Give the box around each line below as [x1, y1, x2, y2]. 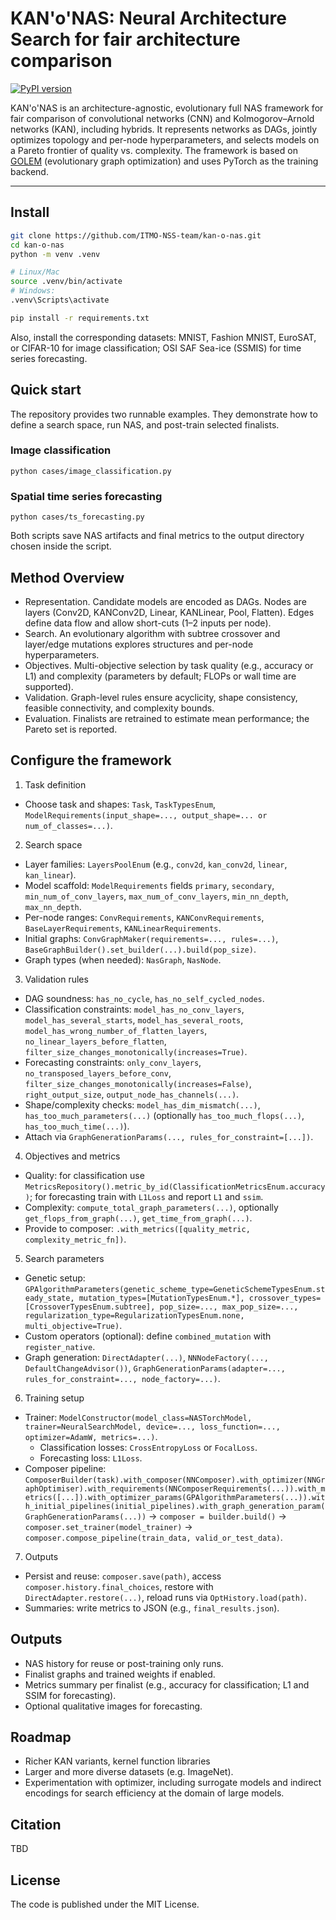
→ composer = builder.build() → [148, 1510, 287, 1522]
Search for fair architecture [10, 28, 241, 51]
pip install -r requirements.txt [10, 313, 150, 323]
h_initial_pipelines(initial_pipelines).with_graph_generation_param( [24, 1501, 326, 1511]
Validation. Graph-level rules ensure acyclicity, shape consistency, [24, 691, 298, 703]
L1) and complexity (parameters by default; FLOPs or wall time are [24, 670, 297, 682]
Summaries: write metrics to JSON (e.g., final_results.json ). [24, 1602, 280, 1614]
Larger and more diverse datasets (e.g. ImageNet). [24, 1766, 234, 1778]
